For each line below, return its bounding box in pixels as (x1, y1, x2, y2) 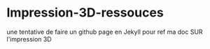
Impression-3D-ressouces (6, 5, 164, 21)
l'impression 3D (6, 35, 52, 43)
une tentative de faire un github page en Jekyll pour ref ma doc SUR (6, 28, 204, 36)
